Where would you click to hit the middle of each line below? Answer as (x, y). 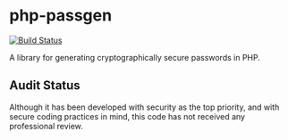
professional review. (46, 126)
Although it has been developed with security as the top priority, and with (144, 107)
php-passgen (61, 16)
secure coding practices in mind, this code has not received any (127, 116)
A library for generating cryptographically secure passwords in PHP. (135, 57)
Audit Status (45, 86)
